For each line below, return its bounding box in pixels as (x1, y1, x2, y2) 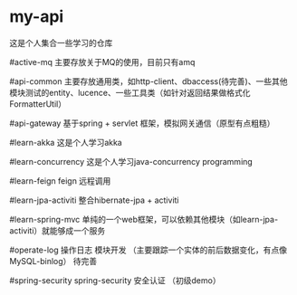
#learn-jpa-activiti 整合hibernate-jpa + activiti (9, 195, 179, 205)
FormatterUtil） (9, 98, 66, 109)
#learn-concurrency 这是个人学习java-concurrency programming (9, 156, 254, 167)
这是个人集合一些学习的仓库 (9, 37, 113, 48)
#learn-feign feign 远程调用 (9, 175, 111, 186)
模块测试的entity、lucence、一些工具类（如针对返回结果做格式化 (9, 87, 251, 98)
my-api (9, 6, 64, 27)
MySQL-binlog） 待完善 (9, 255, 98, 266)
